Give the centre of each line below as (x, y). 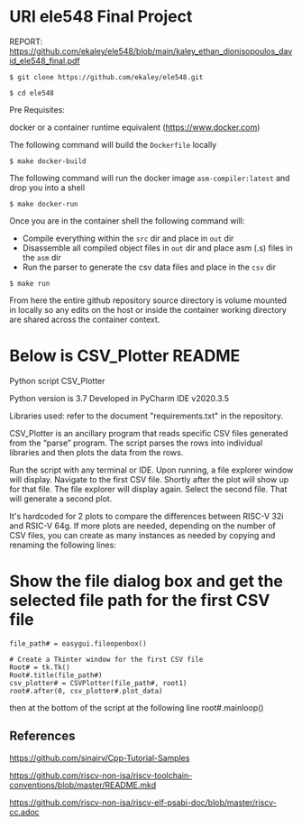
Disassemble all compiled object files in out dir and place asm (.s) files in (157, 248)
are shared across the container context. (85, 319)
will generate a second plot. (61, 499)
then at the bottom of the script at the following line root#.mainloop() (137, 707)
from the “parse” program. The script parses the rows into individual (136, 443)
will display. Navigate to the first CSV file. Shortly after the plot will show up (149, 479)
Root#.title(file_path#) (56, 675)
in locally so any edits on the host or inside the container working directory (148, 309)
